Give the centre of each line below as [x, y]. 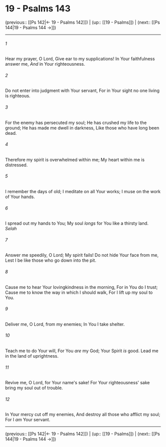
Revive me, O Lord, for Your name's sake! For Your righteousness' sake [77, 383]
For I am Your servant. [28, 420]
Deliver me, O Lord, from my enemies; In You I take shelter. [65, 324]
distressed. [17, 165]
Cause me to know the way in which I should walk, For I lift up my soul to [79, 292]
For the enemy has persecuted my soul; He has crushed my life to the [76, 122]
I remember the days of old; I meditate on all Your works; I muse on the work [83, 191]
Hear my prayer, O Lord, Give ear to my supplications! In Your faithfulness [80, 59]
